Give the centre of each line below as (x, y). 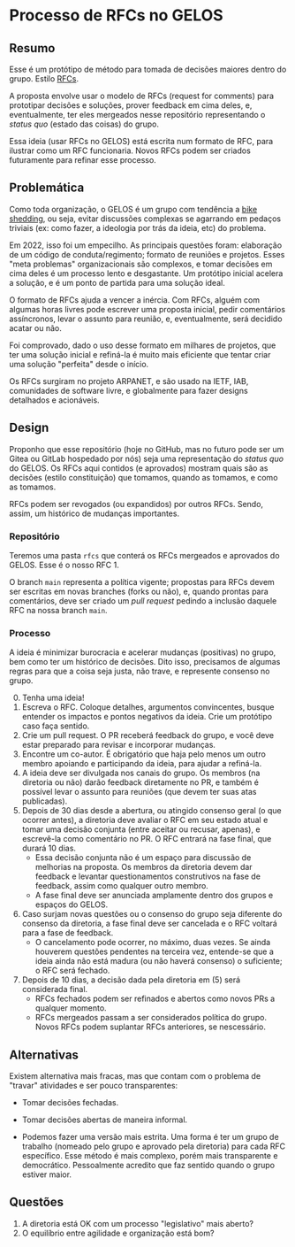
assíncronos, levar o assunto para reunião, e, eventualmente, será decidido (146, 319)
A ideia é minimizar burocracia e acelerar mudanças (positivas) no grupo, (143, 652)
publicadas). (45, 801)
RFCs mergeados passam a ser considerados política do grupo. (151, 1018)
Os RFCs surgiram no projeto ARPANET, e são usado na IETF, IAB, (129, 381)
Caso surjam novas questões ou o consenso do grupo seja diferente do (152, 914)
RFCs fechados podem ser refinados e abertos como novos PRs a (155, 999)
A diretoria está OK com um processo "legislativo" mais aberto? (138, 1223)
